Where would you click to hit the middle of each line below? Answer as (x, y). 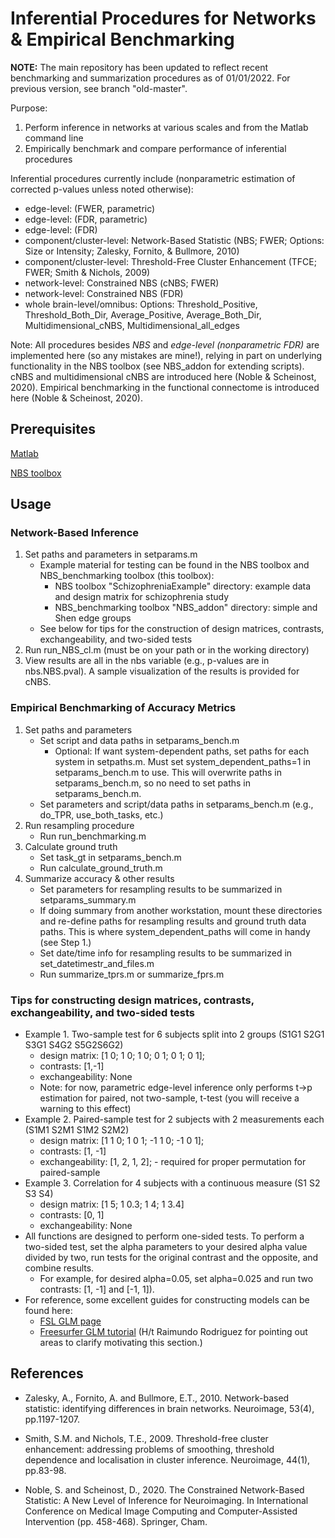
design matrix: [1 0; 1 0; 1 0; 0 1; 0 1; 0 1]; (122, 1056)
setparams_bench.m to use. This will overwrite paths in (168, 772)
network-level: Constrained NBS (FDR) (104, 293)
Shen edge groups (93, 618)
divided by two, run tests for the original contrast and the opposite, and (171, 1258)
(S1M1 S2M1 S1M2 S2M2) (77, 1130)
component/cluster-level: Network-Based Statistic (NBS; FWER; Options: (174, 240)
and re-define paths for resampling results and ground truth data (173, 921)
